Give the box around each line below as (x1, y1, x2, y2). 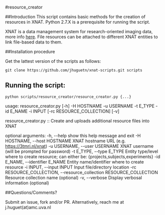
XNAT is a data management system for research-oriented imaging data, (5, 29, 153, 34)
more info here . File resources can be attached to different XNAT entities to (5, 34, 158, 40)
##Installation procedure (5, 49, 55, 54)
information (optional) (5, 180, 49, 186)
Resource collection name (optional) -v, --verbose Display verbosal (5, 174, 142, 180)
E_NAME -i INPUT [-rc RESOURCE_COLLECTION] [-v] (9, 108, 120, 114)
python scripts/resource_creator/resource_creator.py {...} (5, 94, 132, 99)
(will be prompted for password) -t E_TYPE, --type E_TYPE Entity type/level (5, 148, 159, 154)
